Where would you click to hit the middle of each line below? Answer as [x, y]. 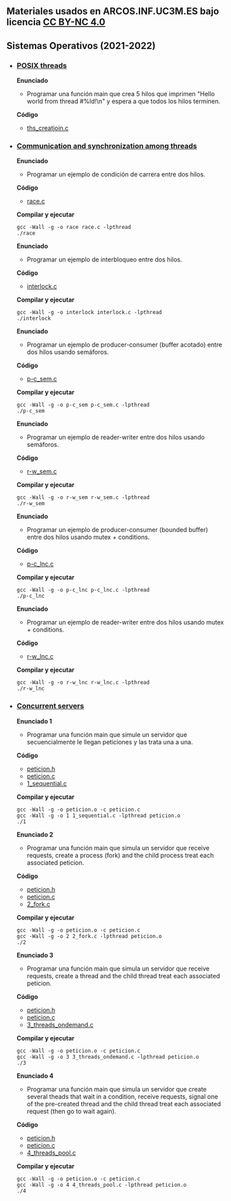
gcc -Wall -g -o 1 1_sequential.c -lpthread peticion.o [98, 816]
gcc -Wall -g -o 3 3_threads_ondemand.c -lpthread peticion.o [108, 1057]
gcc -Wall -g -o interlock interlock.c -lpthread [89, 313]
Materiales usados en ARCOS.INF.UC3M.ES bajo [113, 11]
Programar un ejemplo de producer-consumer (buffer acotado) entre [124, 345]
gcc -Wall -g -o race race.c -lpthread [74, 228]
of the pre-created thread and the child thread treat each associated [124, 1103]
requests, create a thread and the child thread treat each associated [123, 975]
